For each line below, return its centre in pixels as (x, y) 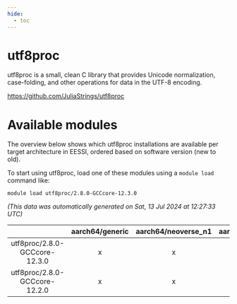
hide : (15, 14)
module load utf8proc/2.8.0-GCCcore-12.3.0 (72, 194)
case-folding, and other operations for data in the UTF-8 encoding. (105, 83)
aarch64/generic (100, 232)
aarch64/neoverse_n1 (174, 232)
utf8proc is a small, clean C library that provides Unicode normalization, (111, 75)
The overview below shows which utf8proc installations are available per (113, 144)
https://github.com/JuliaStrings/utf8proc (66, 96)
